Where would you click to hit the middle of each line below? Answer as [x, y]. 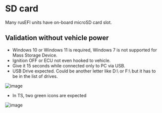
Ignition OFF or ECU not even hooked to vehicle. [61, 60]
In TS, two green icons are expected [49, 95]
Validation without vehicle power [57, 38]
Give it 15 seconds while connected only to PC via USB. [69, 65]
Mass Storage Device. [35, 55]
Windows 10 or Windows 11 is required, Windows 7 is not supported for [84, 50]
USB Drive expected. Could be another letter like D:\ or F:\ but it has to [84, 71]
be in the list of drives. [35, 76]
